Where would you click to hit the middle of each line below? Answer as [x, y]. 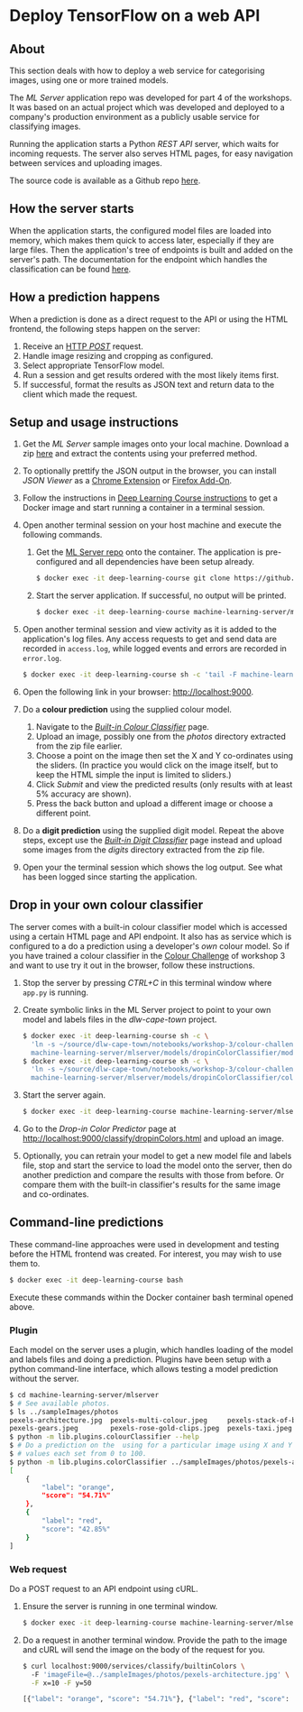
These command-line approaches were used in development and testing [144, 1244]
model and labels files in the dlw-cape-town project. [119, 1019]
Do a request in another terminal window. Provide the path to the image [155, 1640]
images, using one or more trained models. [89, 80]
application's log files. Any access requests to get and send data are [150, 639]
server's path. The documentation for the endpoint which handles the [138, 259]
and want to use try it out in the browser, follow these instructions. [132, 965]
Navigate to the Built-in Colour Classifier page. [123, 727]
